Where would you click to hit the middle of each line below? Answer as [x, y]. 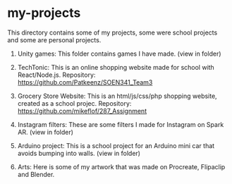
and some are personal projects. [54, 39]
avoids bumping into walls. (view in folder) [79, 153]
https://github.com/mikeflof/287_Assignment [82, 111]
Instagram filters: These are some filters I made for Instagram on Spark [121, 124]
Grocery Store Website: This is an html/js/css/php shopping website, [117, 96]
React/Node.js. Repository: [56, 75]
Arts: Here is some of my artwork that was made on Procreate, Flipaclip [121, 166]
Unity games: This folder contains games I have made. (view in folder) [119, 54]
